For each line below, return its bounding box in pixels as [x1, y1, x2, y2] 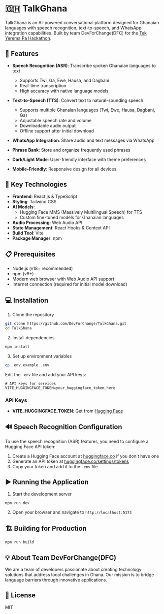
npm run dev [5, 500, 30, 505]
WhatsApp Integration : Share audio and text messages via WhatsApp [12, 137, 155, 143]
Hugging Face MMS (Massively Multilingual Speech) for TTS [19, 209, 142, 215]
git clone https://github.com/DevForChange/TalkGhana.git [5, 321, 127, 326]
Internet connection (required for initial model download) [12, 281, 128, 287]
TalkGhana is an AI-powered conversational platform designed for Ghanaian [5, 19, 159, 25]
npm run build [5, 540, 34, 545]
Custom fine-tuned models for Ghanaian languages [19, 214, 124, 220]
